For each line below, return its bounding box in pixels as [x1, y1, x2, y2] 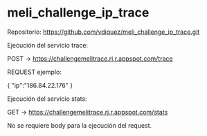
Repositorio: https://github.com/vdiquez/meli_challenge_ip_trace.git [7, 28, 200, 36]
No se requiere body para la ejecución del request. [7, 121, 152, 129]
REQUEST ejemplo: [7, 68, 62, 76]
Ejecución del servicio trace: [7, 41, 89, 49]
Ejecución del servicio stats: [7, 95, 88, 103]
